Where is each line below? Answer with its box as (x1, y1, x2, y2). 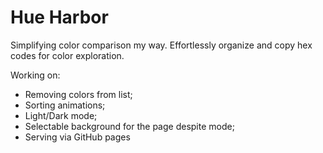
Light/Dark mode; (24, 109, 98, 121)
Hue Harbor (10, 6, 109, 29)
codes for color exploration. (10, 49, 125, 61)
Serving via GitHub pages (24, 131, 131, 143)
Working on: (10, 69, 61, 81)
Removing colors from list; (24, 88, 133, 100)
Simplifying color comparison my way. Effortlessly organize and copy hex (10, 39, 313, 51)
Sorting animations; (24, 99, 106, 111)
